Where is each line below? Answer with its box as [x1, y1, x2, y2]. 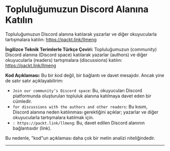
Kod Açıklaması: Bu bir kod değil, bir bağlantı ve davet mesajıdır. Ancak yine [5, 72, 164, 78]
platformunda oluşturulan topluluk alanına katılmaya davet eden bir [12, 93, 152, 99]
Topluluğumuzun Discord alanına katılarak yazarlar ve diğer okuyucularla [5, 31, 157, 37]
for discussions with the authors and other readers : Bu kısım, [12, 103, 148, 109]
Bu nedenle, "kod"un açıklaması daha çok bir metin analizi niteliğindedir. [5, 135, 155, 141]
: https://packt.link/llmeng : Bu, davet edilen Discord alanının [12, 120, 145, 126]
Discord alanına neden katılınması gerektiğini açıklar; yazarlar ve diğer [12, 109, 158, 115]
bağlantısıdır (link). [12, 125, 52, 131]
